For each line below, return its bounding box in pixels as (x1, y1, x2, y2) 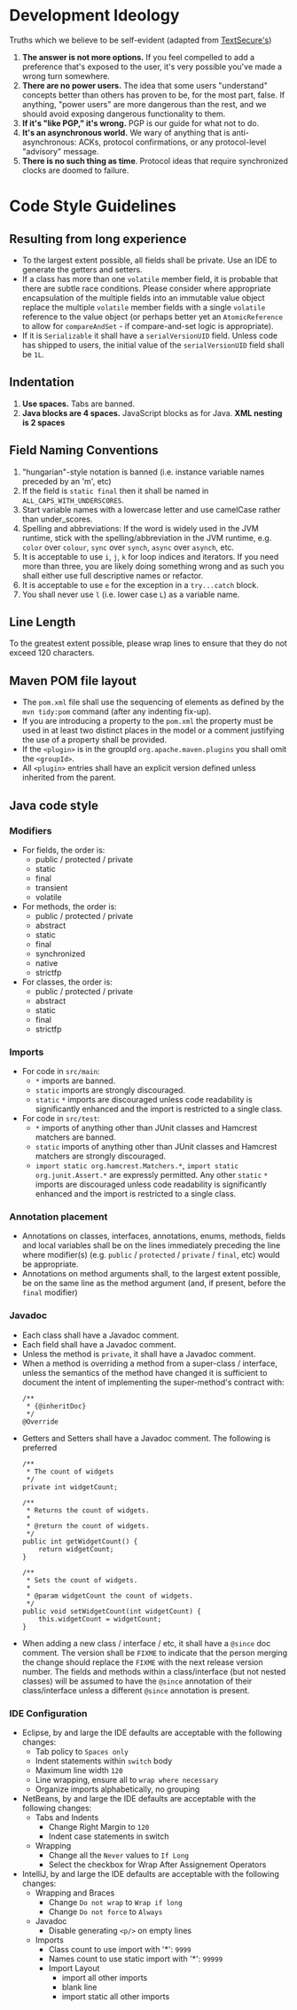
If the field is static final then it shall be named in (21, 485, 209, 496)
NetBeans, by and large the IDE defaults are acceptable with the (21, 1794, 256, 1804)
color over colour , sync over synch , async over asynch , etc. (21, 542, 235, 553)
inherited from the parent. (21, 773, 117, 783)
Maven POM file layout (9, 673, 137, 688)
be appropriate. (21, 1259, 79, 1269)
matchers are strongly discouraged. (35, 1150, 167, 1162)
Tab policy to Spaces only (35, 1747, 129, 1757)
